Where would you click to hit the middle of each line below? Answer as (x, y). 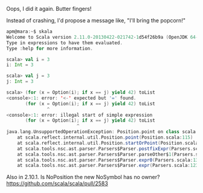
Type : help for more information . (50, 48)
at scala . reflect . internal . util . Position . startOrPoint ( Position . (101, 143)
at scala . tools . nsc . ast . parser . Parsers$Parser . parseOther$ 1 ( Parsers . (107, 154)
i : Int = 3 (20, 65)
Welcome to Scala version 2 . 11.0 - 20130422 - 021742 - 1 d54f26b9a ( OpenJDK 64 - (102, 37)
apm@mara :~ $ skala (29, 31)
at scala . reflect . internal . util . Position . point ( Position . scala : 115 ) (105, 137)
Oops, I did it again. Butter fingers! (49, 9)
